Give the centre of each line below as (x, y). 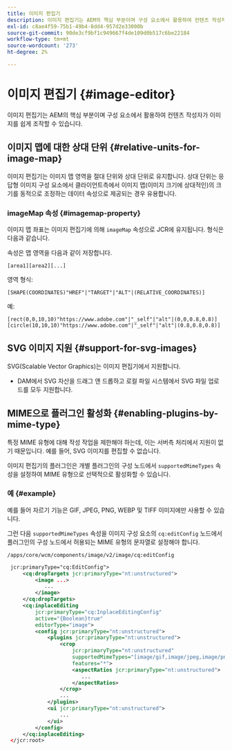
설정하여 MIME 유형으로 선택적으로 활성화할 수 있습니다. (95, 474)
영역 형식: (20, 279)
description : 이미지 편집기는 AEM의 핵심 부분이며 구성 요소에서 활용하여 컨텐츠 (108, 20)
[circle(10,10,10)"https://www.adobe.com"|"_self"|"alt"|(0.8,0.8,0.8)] (114, 325)
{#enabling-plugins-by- (166, 413)
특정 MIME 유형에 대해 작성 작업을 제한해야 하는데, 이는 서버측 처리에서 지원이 (112, 442)
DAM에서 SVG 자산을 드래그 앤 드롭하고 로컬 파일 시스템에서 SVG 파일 (112, 381)
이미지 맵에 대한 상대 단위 (58, 148)
